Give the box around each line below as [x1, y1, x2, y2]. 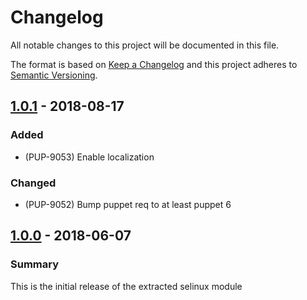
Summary [10, 257, 60, 271]
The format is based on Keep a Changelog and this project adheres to [10, 58, 298, 70]
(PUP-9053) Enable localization [24, 151, 155, 163]
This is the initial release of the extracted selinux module [10, 280, 243, 292]
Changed [10, 176, 57, 190]
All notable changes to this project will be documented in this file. [10, 39, 280, 51]
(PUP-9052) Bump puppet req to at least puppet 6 [24, 198, 232, 210]
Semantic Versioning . [10, 69, 98, 81]
